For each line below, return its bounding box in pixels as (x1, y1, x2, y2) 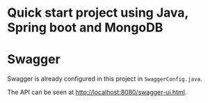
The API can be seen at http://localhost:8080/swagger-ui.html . (7, 88, 187, 97)
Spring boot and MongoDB (7, 19, 163, 35)
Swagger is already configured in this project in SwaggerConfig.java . (7, 74, 203, 83)
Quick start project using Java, (7, 5, 189, 21)
